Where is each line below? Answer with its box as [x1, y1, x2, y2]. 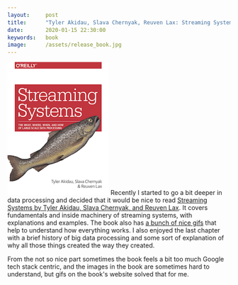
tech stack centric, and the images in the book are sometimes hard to [7, 262, 210, 271]
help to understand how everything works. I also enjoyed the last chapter [7, 226, 221, 235]
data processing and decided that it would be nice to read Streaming [7, 196, 208, 205]
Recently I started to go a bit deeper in [110, 189, 222, 197]
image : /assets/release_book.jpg [7, 41, 122, 49]
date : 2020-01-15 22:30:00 [7, 26, 106, 33]
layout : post [7, 11, 59, 18]
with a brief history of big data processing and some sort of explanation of [7, 234, 225, 242]
